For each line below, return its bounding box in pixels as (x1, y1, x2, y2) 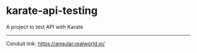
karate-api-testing (6, 4, 98, 17)
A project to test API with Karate (6, 23, 83, 30)
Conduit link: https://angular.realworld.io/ (6, 40, 106, 47)
